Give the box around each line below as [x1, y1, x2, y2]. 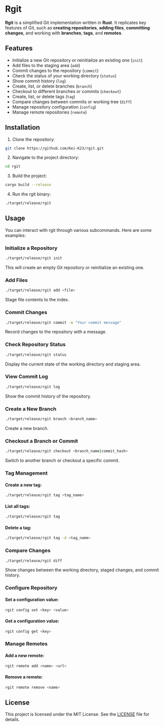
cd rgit [5, 164, 21, 169]
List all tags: [5, 503, 30, 509]
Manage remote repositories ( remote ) [12, 109, 87, 115]
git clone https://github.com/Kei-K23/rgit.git [5, 146, 104, 151]
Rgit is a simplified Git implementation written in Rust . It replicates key [5, 20, 147, 25]
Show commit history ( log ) [12, 78, 66, 84]
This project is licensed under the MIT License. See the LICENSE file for [5, 711, 150, 717]
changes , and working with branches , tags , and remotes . [5, 30, 123, 36]
